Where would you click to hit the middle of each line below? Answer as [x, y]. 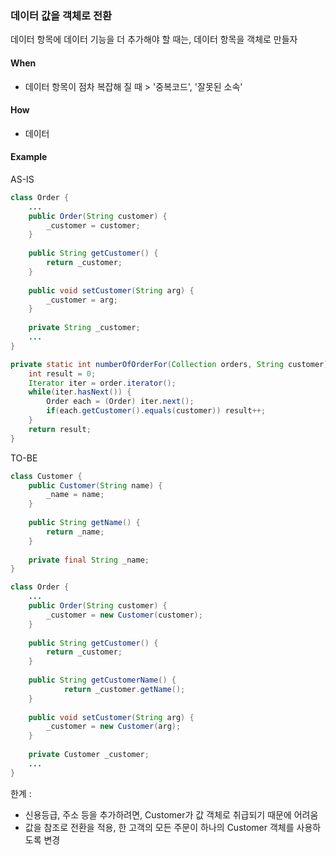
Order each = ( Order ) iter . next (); [120, 402]
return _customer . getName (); [124, 689]
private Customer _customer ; [89, 755]
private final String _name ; [89, 560]
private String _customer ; [84, 328]
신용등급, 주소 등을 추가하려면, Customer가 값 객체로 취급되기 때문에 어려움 [171, 814]
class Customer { [46, 476]
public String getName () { [84, 523]
